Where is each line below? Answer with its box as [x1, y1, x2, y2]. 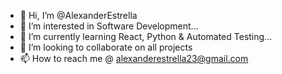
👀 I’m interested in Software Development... [19, 20, 199, 32]
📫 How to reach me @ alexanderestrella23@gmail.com [19, 53, 249, 64]
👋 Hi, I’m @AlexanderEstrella [19, 10, 138, 21]
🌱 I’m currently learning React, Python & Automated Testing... [19, 31, 273, 42]
